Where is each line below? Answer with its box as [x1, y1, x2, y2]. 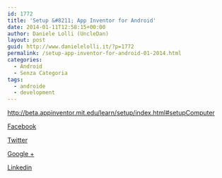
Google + [7, 150, 35, 158]
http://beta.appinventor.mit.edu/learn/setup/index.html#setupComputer [7, 109, 216, 117]
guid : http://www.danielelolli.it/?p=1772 [7, 43, 134, 50]
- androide [13, 83, 46, 90]
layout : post [7, 37, 46, 44]
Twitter [7, 136, 28, 145]
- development [13, 89, 55, 96]
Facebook [7, 122, 37, 131]
